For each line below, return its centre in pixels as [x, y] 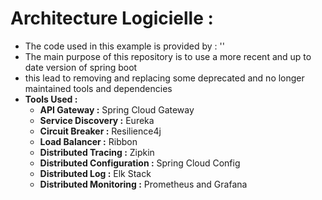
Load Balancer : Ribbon [88, 141]
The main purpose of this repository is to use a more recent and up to [168, 56]
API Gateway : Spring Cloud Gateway [117, 109]
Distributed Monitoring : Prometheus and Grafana [143, 184]
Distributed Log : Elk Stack [95, 173]
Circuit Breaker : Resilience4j [100, 131]
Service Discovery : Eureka [97, 120]
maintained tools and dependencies [98, 88]
